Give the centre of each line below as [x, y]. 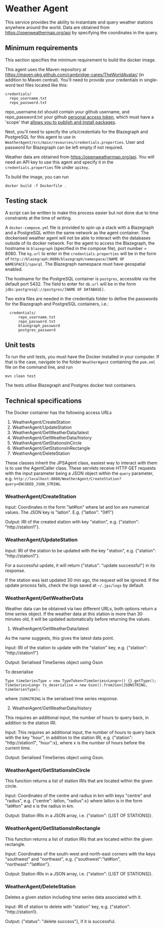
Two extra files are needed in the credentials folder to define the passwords [82, 299]
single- [151, 80]
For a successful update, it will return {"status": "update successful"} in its [80, 565]
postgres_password [37, 330]
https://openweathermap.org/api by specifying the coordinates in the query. [82, 32]
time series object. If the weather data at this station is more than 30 [74, 614]
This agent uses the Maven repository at [46, 69]
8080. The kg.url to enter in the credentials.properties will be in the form [81, 253]
